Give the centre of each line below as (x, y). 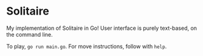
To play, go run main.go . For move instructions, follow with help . (87, 46)
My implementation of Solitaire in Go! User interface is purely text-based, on (102, 28)
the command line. (29, 34)
